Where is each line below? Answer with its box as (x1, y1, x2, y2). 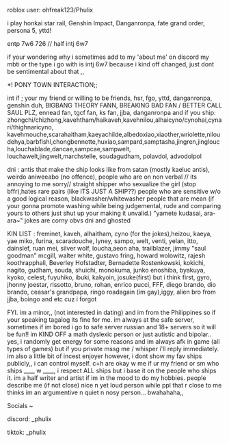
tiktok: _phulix (7, 428, 46, 436)
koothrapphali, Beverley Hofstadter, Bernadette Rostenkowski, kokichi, (7, 259, 206, 266)
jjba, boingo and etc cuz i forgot (7, 295, 97, 303)
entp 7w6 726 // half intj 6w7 (7, 40, 89, 47)
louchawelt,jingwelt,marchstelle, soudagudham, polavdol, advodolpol (7, 152, 202, 160)
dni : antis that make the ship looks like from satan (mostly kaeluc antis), (7, 166, 211, 173)
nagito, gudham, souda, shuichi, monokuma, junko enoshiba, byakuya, (7, 266, 206, 274)
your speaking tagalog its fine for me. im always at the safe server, (7, 316, 195, 324)
